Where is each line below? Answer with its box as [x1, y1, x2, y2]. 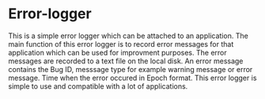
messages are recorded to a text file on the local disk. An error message [8, 56, 244, 66]
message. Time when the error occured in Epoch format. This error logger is [8, 73, 257, 82]
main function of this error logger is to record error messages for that [8, 39, 234, 48]
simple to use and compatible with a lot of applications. [8, 81, 188, 91]
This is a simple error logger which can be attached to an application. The [8, 31, 249, 40]
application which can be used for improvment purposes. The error [8, 48, 227, 57]
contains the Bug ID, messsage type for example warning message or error [8, 64, 253, 74]
